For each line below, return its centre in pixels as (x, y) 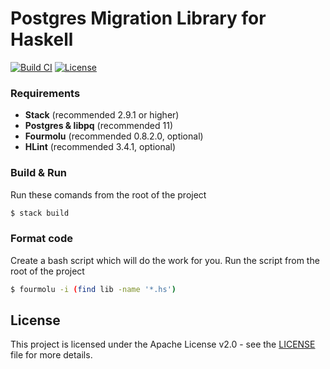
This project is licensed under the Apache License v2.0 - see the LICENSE (163, 344)
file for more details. (51, 355)
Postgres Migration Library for (138, 18)
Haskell (42, 39)
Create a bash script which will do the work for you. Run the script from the (165, 260)
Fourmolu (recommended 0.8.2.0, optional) (114, 136)
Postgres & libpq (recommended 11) (98, 126)
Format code (41, 239)
